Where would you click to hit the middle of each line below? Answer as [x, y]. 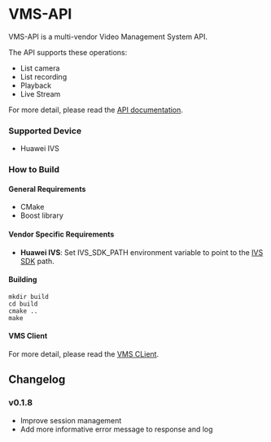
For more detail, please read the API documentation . [96, 110]
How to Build [34, 170]
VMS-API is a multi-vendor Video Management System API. [108, 37]
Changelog [37, 380]
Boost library [42, 215]
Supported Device [45, 131]
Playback [35, 85]
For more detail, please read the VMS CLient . [84, 353]
